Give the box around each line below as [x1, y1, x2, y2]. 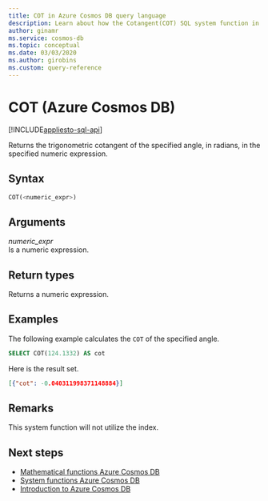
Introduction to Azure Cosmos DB [19, 484, 131, 494]
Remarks [8, 401, 54, 415]
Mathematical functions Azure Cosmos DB [19, 467, 160, 477]
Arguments [8, 215, 66, 229]
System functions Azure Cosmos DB [19, 475, 140, 485]
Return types [8, 268, 74, 282]
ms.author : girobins [8, 57, 78, 65]
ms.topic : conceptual [8, 42, 81, 50]
